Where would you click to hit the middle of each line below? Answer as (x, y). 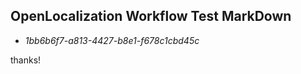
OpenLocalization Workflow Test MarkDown (151, 16)
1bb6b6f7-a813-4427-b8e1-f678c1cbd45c (112, 40)
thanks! (26, 60)
